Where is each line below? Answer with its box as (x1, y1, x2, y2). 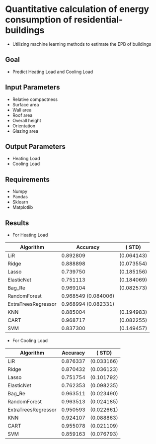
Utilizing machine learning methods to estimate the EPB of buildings (12, 41, 152, 47)
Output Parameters (5, 142, 66, 151)
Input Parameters (5, 83, 60, 91)
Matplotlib (12, 204, 33, 210)
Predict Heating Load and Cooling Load (12, 69, 93, 75)
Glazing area (12, 128, 39, 134)
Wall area (12, 107, 32, 113)
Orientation (12, 123, 36, 129)
